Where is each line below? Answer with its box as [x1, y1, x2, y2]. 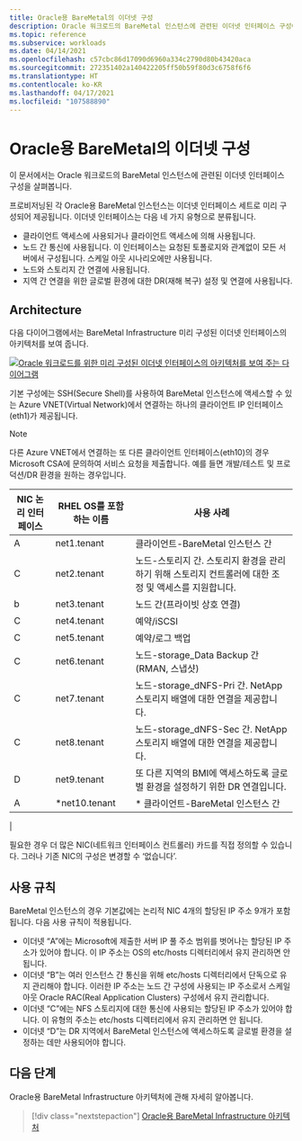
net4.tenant [55, 615, 105, 627]
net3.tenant [55, 597, 105, 610]
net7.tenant [55, 692, 105, 705]
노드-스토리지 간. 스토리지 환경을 [135, 554, 267, 567]
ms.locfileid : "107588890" [9, 96, 111, 106]
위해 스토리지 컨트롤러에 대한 [154, 568, 270, 580]
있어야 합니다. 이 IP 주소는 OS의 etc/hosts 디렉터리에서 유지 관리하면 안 [39, 947, 290, 957]
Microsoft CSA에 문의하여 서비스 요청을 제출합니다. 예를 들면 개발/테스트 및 [9, 458, 274, 469]
